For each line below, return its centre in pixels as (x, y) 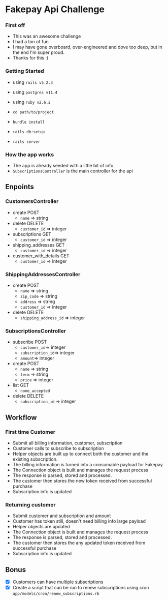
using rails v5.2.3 (33, 82)
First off (15, 25)
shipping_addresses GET (39, 245)
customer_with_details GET (41, 256)
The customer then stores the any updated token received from (79, 543)
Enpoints (20, 187)
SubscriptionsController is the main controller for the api (73, 171)
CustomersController (32, 201)
